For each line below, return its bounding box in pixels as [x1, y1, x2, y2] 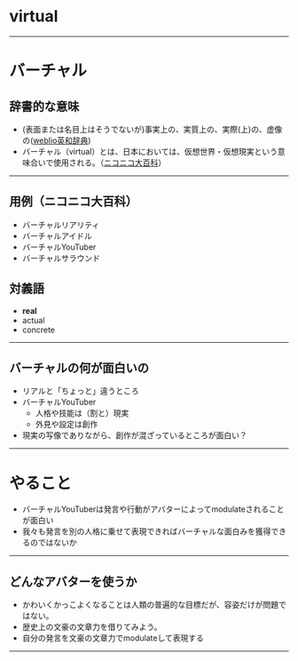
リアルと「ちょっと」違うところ [21, 386, 139, 396]
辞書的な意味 [9, 99, 80, 114]
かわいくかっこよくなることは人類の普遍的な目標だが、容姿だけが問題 [21, 600, 279, 610]
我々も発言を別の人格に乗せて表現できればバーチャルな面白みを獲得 [21, 526, 271, 537]
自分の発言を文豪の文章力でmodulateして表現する [21, 633, 204, 643]
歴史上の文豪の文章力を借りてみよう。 [21, 622, 162, 633]
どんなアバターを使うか [9, 574, 137, 589]
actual [21, 315, 45, 325]
